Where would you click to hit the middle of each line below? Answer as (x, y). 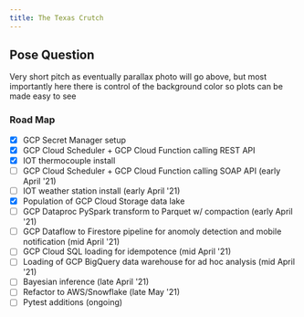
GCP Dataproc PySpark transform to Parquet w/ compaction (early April (158, 212)
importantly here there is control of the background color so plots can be (146, 87)
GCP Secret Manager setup (74, 140)
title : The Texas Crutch (57, 18)
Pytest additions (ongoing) (73, 302)
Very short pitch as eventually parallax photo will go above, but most (138, 77)
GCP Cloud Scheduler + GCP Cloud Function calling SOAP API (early (152, 171)
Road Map (32, 120)
